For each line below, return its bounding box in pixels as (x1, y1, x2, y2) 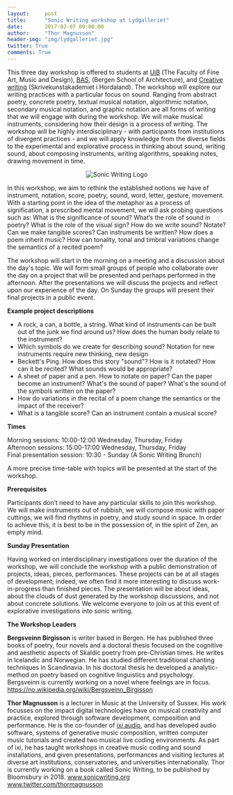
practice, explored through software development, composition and (7, 714, 200, 722)
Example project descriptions (7, 307, 95, 315)
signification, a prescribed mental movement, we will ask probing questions (7, 206, 224, 214)
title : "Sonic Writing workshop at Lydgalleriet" (7, 17, 170, 24)
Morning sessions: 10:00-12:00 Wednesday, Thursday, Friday (7, 435, 183, 444)
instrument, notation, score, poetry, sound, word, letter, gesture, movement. (7, 191, 225, 199)
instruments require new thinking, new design (17, 349, 148, 358)
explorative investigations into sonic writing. (7, 607, 134, 615)
